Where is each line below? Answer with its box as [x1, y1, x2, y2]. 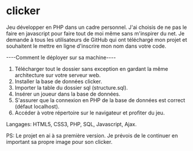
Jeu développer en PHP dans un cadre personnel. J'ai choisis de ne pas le [6, 24, 187, 31]
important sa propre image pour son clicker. [6, 138, 113, 145]
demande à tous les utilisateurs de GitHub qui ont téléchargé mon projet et [6, 36, 188, 43]
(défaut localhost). [14, 103, 60, 110]
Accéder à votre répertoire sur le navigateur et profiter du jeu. [14, 109, 165, 116]
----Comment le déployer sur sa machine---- [6, 54, 116, 61]
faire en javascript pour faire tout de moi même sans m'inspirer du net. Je [6, 29, 185, 37]
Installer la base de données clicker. [14, 78, 102, 85]
